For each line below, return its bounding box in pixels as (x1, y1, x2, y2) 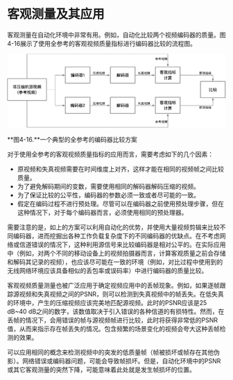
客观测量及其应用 (7, 6, 105, 22)
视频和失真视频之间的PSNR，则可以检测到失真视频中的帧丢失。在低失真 (19, 290, 224, 299)
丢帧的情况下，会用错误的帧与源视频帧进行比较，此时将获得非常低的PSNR (7, 316, 218, 324)
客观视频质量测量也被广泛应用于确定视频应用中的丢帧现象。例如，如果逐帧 (7, 281, 220, 290)
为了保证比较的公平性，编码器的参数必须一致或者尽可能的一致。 (17, 191, 200, 199)
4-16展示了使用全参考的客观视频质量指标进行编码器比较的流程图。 (7, 39, 196, 47)
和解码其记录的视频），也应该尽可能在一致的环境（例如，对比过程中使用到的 (7, 258, 223, 266)
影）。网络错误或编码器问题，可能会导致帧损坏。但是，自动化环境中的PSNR (7, 357, 221, 365)
